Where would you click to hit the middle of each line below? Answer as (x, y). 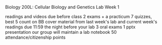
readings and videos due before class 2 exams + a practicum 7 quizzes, (79, 16)
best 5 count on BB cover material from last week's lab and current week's (81, 22)
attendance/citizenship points (35, 37)
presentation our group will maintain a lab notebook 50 (61, 32)
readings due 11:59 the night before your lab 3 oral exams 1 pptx (70, 27)
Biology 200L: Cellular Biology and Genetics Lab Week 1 (62, 7)
